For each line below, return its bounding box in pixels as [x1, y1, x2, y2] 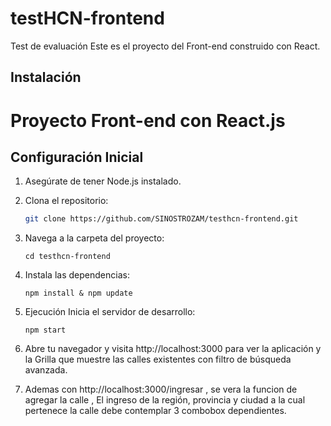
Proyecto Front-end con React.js [10, 109, 286, 132]
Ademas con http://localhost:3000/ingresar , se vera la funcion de [24, 383, 298, 396]
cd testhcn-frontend [24, 252, 111, 262]
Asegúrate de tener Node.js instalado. [24, 175, 182, 187]
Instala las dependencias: [24, 269, 130, 281]
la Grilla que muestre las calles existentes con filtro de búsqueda [24, 353, 292, 366]
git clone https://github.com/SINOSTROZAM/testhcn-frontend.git [24, 214, 299, 224]
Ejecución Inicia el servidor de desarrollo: [24, 306, 196, 318]
